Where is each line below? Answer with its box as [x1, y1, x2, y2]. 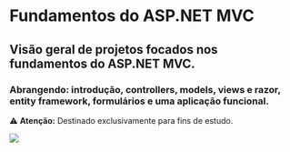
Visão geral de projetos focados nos [9, 42, 218, 57]
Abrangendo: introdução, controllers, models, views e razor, [9, 83, 281, 96]
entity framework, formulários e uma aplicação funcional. [9, 95, 270, 107]
